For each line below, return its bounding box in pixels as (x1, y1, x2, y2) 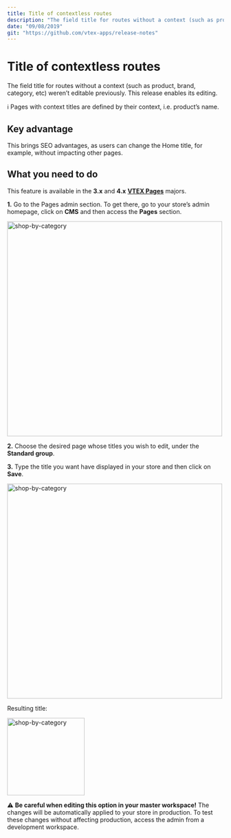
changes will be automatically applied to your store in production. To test (7, 808, 213, 816)
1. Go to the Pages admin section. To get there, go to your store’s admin (7, 200, 210, 208)
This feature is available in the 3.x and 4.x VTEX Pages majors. (7, 186, 187, 195)
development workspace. (7, 823, 79, 831)
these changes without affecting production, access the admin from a (7, 815, 205, 824)
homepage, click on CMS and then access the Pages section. (7, 207, 182, 215)
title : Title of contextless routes (7, 10, 112, 17)
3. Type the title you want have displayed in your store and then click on (7, 462, 211, 471)
